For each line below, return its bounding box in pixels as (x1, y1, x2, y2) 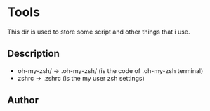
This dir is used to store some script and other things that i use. (7, 27, 190, 36)
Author (7, 94, 39, 106)
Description (7, 48, 60, 60)
